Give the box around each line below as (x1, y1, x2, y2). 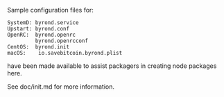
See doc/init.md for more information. (7, 82, 114, 91)
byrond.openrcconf (35, 37, 89, 44)
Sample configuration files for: (7, 6, 94, 14)
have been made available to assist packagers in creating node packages (7, 62, 217, 70)
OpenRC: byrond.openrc (7, 31, 76, 38)
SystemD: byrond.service (7, 19, 79, 26)
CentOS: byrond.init (7, 44, 70, 51)
